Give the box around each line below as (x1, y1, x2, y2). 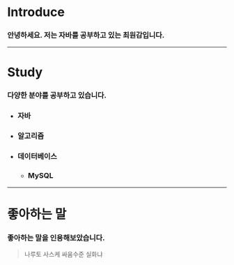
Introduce (7, 4, 65, 20)
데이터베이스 (17, 151, 58, 161)
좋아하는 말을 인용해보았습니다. (7, 233, 105, 243)
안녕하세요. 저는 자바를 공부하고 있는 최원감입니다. (7, 31, 165, 40)
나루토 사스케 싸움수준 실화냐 (24, 250, 103, 259)
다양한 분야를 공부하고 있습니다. (7, 90, 107, 100)
